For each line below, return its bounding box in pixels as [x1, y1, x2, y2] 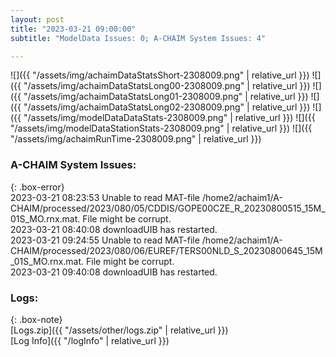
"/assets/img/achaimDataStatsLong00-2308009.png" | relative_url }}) [23, 80, 311, 92]
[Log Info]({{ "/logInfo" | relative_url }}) [10, 334, 170, 346]
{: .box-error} [10, 181, 65, 193]
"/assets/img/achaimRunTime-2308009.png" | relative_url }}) [10, 133, 262, 145]
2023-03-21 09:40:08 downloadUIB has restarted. [10, 266, 218, 278]
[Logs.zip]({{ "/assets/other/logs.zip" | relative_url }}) [10, 324, 229, 336]
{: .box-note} [10, 313, 63, 325]
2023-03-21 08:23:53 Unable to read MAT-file [10, 191, 201, 203]
